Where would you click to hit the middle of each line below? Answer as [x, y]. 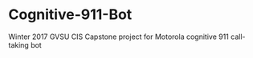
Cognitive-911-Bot [70, 15]
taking [19, 44]
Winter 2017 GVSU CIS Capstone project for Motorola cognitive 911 [118, 37]
